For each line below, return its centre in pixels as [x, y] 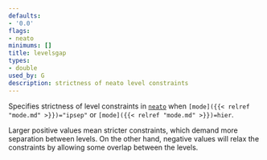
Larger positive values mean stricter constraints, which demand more [123, 130]
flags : [19, 31]
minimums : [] [30, 46]
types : [19, 61]
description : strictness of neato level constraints [99, 83]
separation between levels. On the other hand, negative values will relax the [134, 138]
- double [23, 68]
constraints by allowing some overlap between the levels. [103, 147]
